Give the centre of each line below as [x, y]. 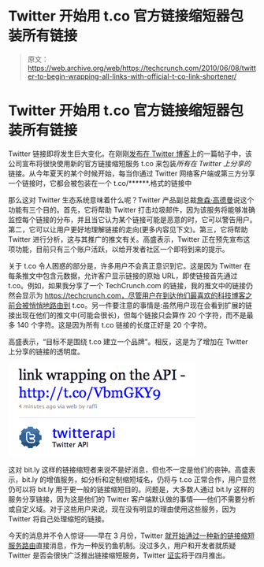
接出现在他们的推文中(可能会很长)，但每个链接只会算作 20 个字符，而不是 [127, 315]
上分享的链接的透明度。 [46, 351]
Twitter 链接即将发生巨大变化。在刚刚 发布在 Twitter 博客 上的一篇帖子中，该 [130, 154]
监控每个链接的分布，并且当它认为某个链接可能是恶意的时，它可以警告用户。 [132, 219]
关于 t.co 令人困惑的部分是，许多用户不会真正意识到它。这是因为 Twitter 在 [130, 265]
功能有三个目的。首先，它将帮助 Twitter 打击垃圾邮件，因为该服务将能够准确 [132, 209]
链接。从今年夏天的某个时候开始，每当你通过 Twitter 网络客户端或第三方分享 [132, 173]
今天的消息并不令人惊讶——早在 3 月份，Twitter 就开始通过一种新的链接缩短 [131, 535]
